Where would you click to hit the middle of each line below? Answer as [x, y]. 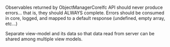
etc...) [11, 24]
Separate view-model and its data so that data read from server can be [80, 33]
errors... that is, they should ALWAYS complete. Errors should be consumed [85, 13]
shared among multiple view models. [44, 39]
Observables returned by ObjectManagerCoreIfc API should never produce [84, 7]
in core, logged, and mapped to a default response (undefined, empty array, [85, 18]
